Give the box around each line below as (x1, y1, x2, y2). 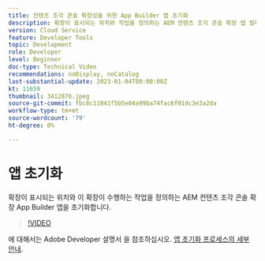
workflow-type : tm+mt (8, 107, 80, 115)
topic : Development (8, 41, 73, 49)
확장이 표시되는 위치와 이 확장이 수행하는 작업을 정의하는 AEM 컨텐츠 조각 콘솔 (8, 192, 248, 202)
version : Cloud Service (8, 26, 87, 34)
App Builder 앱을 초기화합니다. (16, 202, 112, 211)
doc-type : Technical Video (8, 63, 97, 71)
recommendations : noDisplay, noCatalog (8, 70, 140, 78)
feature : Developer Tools (8, 33, 93, 42)
